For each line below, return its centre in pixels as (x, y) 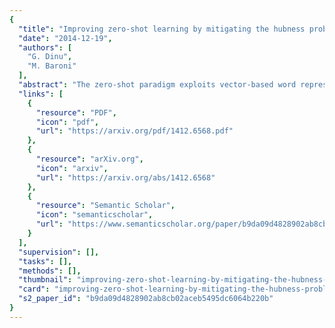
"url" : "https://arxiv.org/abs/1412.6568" (125, 177)
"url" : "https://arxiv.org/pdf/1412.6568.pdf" (134, 131)
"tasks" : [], (45, 261)
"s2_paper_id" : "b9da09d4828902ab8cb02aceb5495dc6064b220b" (146, 299)
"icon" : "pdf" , (67, 122)
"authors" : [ (45, 47)
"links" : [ (41, 94)
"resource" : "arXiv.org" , (89, 159)
